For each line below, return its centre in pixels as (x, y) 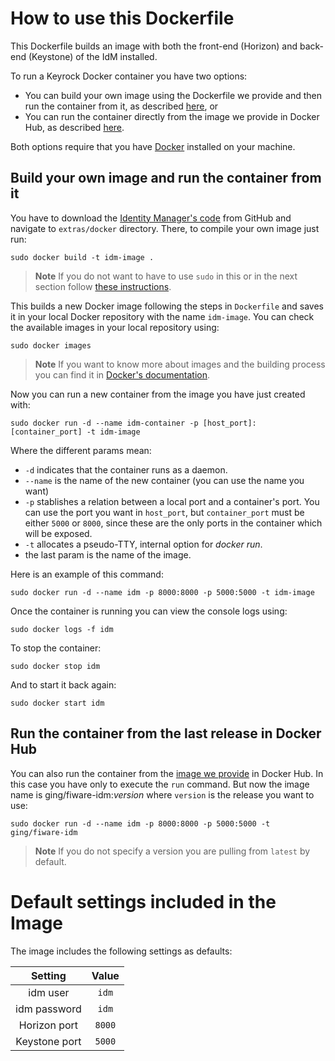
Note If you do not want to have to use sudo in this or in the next (166, 276)
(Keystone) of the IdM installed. (93, 56)
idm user (49, 992)
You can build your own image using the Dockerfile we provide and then (173, 95)
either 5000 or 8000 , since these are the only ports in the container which (173, 523)
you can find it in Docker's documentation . (122, 374)
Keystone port (48, 1041)
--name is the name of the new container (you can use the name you (164, 480)
